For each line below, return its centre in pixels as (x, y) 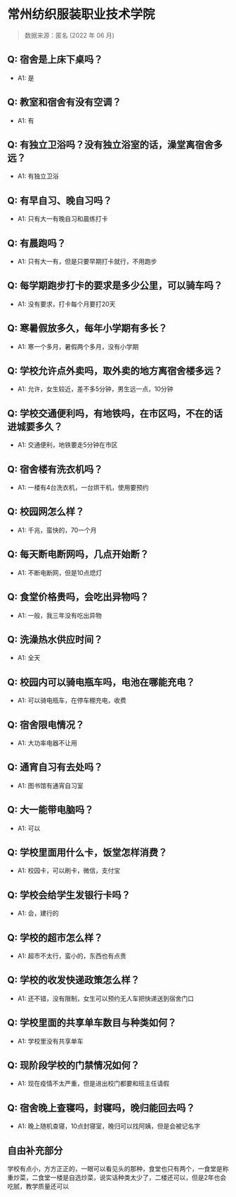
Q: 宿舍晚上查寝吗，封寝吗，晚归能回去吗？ (101, 1108)
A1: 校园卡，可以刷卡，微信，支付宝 (69, 870)
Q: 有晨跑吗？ (37, 243)
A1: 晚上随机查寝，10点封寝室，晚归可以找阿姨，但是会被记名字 (109, 1126)
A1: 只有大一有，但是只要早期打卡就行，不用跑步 (87, 261)
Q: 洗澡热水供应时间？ (55, 639)
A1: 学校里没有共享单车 (50, 1041)
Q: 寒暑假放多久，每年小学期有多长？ (87, 328)
